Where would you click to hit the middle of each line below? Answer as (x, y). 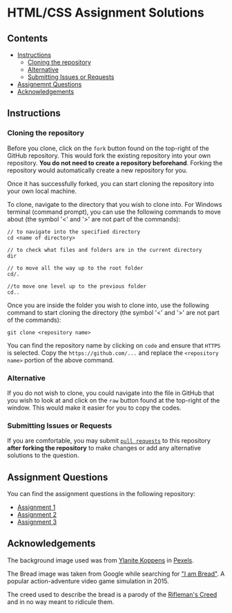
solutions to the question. (43, 455)
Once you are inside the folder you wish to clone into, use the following (108, 305)
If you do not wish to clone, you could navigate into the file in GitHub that (111, 393)
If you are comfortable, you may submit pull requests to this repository (109, 441)
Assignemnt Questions (49, 84)
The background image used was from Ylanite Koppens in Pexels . (101, 560)
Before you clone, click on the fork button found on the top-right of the (108, 148)
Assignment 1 (36, 507)
